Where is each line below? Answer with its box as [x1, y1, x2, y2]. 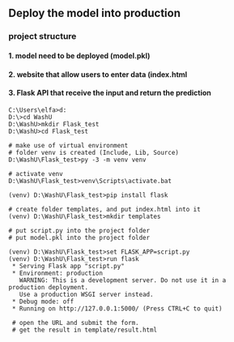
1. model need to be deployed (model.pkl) [8, 50, 151, 60]
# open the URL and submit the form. [11, 318, 139, 327]
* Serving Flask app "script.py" [11, 262, 126, 270]
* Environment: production [11, 269, 104, 277]
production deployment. [8, 283, 89, 291]
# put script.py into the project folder [8, 226, 151, 234]
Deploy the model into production [8, 6, 181, 20]
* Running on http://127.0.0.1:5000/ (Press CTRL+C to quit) [11, 304, 223, 313]
